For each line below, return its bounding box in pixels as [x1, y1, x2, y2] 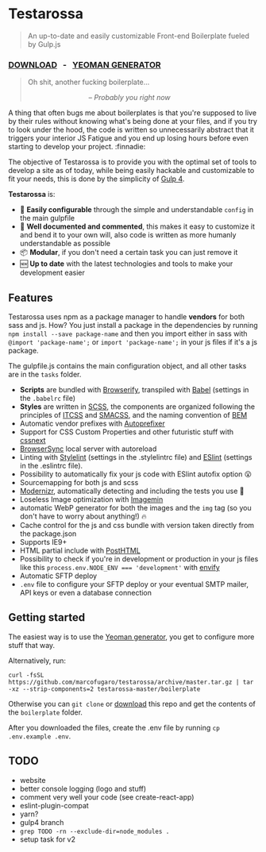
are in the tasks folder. [8, 370, 82, 380]
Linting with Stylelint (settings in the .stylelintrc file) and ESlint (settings [19, 453, 253, 462]
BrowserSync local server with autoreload [19, 444, 157, 453]
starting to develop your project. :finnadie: [8, 142, 146, 152]
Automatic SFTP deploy [19, 571, 98, 580]
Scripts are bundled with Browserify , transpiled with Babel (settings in [19, 385, 249, 395]
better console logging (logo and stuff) [19, 784, 147, 793]
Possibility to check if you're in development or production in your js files [19, 554, 259, 564]
